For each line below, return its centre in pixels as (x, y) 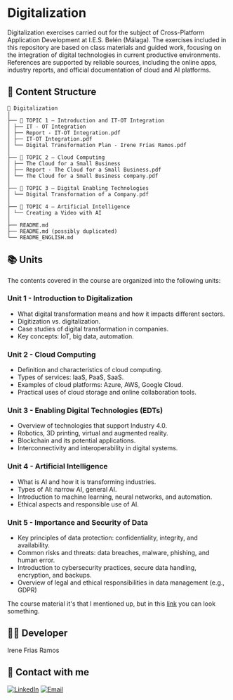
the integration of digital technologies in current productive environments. (114, 55)
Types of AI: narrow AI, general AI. (67, 489)
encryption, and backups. (54, 575)
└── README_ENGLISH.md (40, 237)
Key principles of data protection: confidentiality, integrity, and (107, 538)
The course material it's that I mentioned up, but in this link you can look (112, 604)
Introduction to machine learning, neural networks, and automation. (115, 497)
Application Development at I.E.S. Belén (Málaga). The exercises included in (117, 39)
